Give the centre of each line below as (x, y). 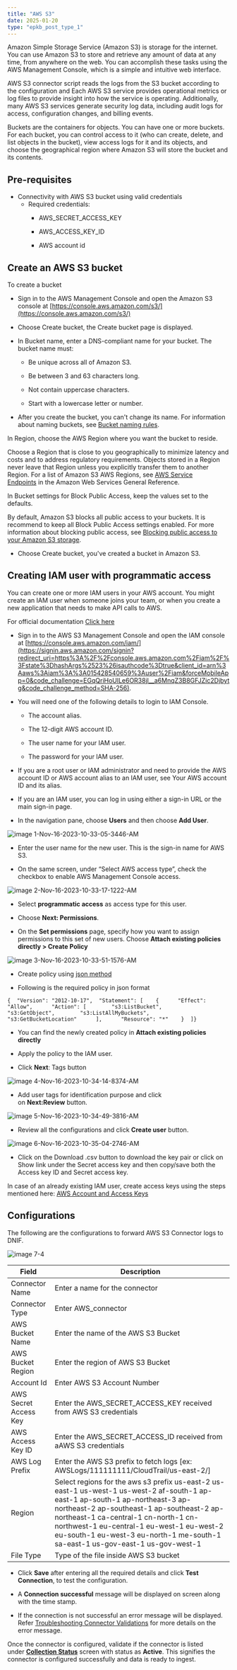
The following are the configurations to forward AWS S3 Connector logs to (115, 1232)
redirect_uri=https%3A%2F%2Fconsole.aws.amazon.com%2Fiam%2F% (123, 658)
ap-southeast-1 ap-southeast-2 (153, 1508)
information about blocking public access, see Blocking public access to (112, 532)
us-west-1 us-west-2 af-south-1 (139, 1490)
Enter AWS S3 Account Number (107, 1382)
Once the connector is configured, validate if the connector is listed (105, 1644)
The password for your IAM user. (76, 756)
